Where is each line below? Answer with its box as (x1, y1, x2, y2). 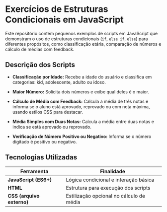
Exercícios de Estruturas (5, 3, 108, 15)
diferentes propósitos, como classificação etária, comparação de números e (5, 41, 162, 47)
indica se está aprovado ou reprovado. (12, 124, 92, 130)
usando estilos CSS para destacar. (12, 109, 83, 115)
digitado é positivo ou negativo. (12, 139, 77, 144)
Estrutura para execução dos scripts (66, 184, 151, 191)
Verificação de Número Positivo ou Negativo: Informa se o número (12, 133, 152, 140)
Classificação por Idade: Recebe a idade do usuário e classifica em (12, 73, 152, 80)
